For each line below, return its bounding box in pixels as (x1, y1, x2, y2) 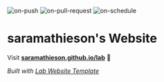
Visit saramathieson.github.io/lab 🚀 (7, 53, 111, 61)
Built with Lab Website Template (7, 66, 99, 75)
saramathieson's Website (7, 31, 158, 46)
